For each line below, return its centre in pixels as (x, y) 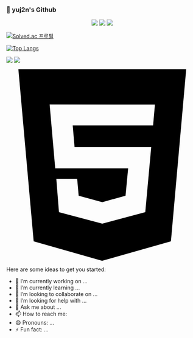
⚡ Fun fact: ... (32, 329)
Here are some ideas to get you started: (56, 269)
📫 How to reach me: (41, 314)
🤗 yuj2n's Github (31, 10)
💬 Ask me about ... (38, 307)
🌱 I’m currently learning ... (47, 288)
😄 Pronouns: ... (35, 323)
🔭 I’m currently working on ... (51, 281)
